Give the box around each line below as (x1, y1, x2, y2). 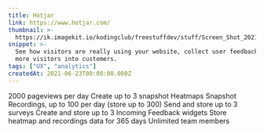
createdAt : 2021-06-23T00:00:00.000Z (8, 70, 132, 77)
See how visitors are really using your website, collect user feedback (15, 48, 258, 56)
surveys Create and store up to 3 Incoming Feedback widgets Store (8, 107, 227, 117)
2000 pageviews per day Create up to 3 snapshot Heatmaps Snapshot (8, 91, 237, 100)
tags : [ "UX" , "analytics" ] (8, 63, 97, 70)
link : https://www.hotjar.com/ (8, 19, 111, 27)
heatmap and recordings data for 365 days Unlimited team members (8, 116, 230, 125)
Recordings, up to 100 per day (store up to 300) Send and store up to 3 (8, 99, 238, 109)
